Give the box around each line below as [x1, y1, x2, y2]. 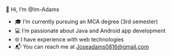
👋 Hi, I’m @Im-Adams [6, 6, 59, 13]
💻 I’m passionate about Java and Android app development [14, 27, 166, 34]
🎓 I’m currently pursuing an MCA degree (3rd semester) [14, 18, 159, 25]
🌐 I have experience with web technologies [14, 36, 124, 43]
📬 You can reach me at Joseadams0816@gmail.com [14, 43, 149, 50]
